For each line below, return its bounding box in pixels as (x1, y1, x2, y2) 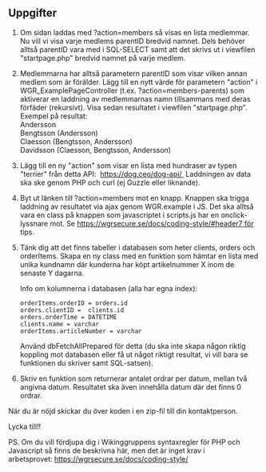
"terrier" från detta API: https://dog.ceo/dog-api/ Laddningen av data (19, 169, 252, 178)
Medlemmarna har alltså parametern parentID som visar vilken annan (19, 68, 248, 78)
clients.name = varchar (19, 320, 100, 328)
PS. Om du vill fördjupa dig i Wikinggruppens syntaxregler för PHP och (8, 437, 240, 446)
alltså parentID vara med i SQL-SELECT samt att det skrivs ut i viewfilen (19, 44, 256, 54)
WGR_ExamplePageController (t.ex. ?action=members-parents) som (19, 86, 245, 95)
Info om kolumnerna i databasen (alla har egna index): (19, 283, 198, 293)
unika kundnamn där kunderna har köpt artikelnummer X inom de (19, 259, 235, 269)
